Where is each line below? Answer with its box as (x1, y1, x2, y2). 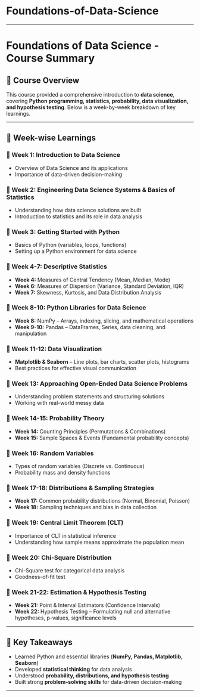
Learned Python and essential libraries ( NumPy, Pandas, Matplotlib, (14, 653, 183, 660)
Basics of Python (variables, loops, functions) (14, 241, 127, 249)
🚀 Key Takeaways (6, 637, 73, 648)
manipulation (14, 330, 47, 337)
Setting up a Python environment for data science (14, 247, 137, 255)
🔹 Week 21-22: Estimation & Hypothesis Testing (6, 588, 147, 596)
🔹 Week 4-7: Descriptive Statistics (6, 262, 107, 271)
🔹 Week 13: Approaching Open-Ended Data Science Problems (6, 380, 188, 388)
